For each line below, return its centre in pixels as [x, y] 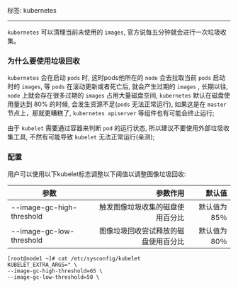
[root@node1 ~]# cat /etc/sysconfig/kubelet [74, 258]
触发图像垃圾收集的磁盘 [138, 207]
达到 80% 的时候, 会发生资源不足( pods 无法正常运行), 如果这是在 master [123, 104]
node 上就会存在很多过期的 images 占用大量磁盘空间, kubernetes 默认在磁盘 [116, 96]
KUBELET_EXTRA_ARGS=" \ [42, 265]
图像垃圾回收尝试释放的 [138, 231]
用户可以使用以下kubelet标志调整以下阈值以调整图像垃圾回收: [97, 174]
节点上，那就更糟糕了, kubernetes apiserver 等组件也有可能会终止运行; [111, 113]
